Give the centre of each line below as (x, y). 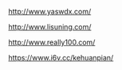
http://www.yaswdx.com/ (50, 12)
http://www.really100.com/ (52, 42)
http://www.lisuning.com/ (50, 27)
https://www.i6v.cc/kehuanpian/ (61, 58)
